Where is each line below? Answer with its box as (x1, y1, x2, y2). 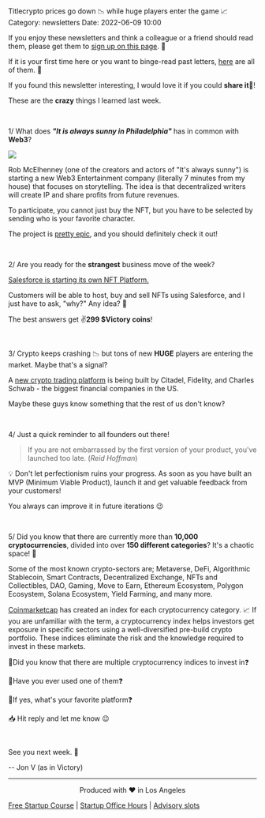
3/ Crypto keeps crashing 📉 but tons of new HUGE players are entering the (8, 349, 254, 358)
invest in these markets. (8, 642, 86, 650)
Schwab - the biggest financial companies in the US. (8, 384, 179, 393)
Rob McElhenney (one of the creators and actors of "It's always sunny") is (8, 165, 249, 174)
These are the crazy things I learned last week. (8, 96, 162, 105)
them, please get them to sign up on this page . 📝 (8, 42, 166, 51)
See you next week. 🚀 (8, 748, 79, 756)
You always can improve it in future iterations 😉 (8, 501, 164, 511)
